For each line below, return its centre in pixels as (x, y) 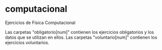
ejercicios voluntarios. (27, 42)
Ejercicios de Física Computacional (40, 23)
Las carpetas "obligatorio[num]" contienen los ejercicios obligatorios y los (80, 32)
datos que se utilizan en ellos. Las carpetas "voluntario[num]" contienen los (81, 37)
